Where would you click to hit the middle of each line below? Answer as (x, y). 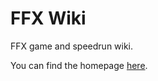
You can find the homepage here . (79, 65)
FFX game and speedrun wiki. (72, 46)
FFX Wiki (48, 18)
